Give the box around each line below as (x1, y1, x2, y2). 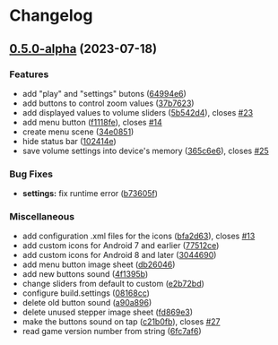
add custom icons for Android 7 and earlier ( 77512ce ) (22, 240, 220, 251)
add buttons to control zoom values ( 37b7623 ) (22, 98, 195, 108)
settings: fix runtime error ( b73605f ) (22, 188, 159, 199)
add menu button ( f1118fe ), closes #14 (22, 116, 163, 127)
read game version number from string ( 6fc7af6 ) (22, 326, 202, 337)
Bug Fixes (9, 168, 54, 180)
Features (9, 68, 49, 81)
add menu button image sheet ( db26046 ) (22, 259, 176, 270)
